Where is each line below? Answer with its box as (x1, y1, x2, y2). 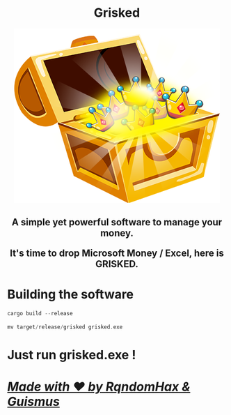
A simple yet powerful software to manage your (11, 216, 223, 228)
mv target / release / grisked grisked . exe (7, 324, 123, 331)
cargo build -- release (7, 310, 73, 317)
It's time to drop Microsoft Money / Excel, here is (9, 248, 225, 259)
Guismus (7, 394, 61, 409)
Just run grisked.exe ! (7, 347, 136, 363)
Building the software (7, 286, 134, 302)
